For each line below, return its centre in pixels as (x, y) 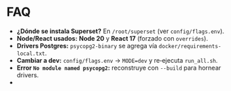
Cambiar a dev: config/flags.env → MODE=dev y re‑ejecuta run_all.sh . (117, 60)
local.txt (31, 53)
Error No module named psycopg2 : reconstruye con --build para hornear (119, 68)
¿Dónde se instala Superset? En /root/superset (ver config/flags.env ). (120, 31)
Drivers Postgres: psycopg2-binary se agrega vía (87, 45)
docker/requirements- (190, 46)
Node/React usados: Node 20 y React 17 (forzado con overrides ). (112, 38)
